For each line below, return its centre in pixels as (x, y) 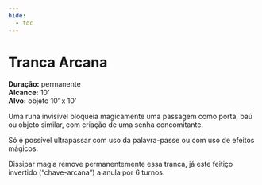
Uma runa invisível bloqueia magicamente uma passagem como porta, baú (130, 117)
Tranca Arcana (58, 62)
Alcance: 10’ (29, 93)
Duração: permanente (44, 84)
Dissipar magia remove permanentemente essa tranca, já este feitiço (121, 164)
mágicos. (23, 148)
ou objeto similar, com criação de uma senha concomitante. (106, 125)
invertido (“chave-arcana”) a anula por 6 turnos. (87, 172)
